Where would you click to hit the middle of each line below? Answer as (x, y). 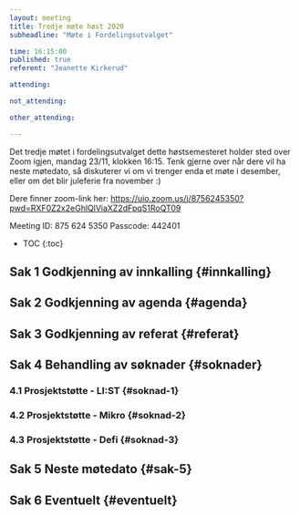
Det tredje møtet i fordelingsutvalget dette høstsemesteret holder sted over (150, 151)
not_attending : (38, 101)
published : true (40, 60)
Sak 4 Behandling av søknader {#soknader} (136, 365)
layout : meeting (40, 18)
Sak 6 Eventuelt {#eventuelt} (93, 500)
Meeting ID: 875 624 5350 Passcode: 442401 (95, 225)
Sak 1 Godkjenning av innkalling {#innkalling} (140, 272)
